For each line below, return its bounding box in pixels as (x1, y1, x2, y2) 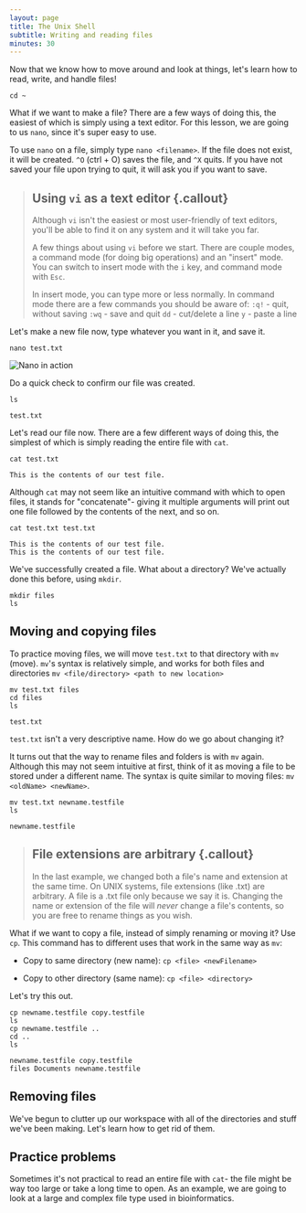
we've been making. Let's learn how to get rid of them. (9, 1123, 216, 1133)
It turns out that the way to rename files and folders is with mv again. (9, 750, 265, 761)
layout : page (9, 13, 59, 23)
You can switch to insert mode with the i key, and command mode (31, 261, 283, 272)
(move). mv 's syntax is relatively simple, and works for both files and (9, 657, 265, 668)
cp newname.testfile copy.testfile (9, 1007, 145, 1017)
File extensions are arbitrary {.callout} (31, 846, 254, 862)
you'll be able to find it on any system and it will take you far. (31, 225, 259, 236)
